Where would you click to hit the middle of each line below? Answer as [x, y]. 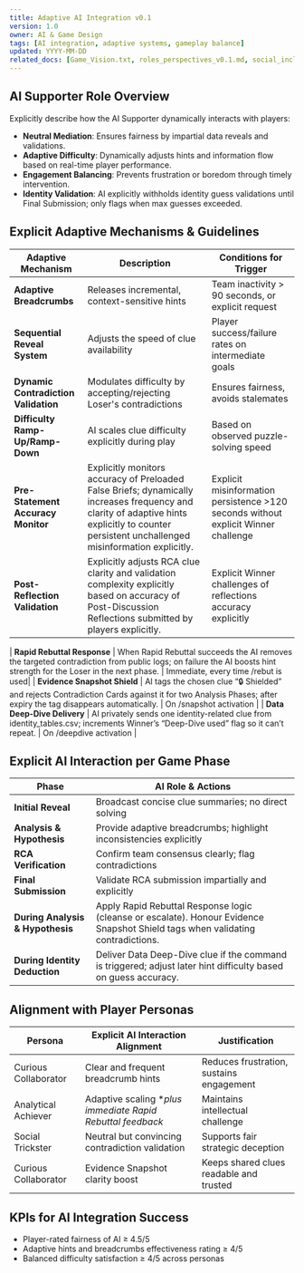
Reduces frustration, [245, 1062]
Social [27, 1136]
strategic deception [243, 1148]
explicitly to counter [129, 524]
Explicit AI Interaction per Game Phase [120, 762]
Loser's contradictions [135, 404]
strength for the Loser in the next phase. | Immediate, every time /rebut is [146, 670]
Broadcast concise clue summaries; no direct [191, 802]
